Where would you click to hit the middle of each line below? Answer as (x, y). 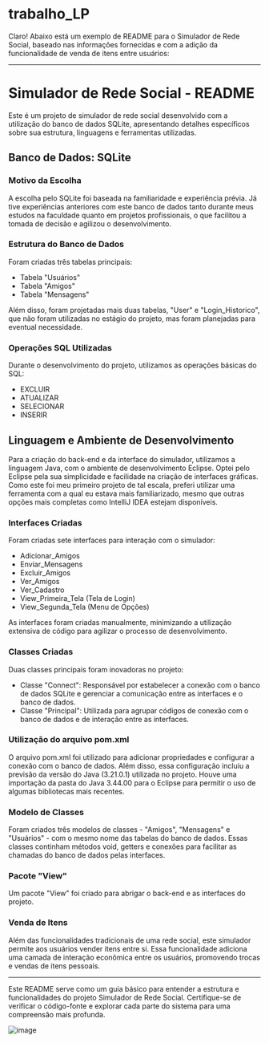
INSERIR (34, 415)
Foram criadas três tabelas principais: (70, 262)
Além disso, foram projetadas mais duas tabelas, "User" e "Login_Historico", (134, 310)
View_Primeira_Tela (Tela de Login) (78, 599)
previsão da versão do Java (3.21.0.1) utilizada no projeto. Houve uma (123, 774)
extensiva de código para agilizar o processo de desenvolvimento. (118, 631)
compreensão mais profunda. (57, 1014)
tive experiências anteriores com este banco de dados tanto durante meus (131, 206)
